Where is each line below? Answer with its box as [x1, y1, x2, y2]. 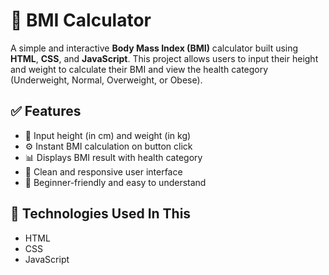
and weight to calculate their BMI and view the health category [10, 63, 269, 75]
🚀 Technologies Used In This [10, 205, 192, 223]
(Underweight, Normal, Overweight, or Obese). [10, 74, 203, 86]
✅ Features [10, 103, 82, 120]
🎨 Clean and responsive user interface [24, 165, 183, 178]
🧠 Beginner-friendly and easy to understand [24, 176, 207, 188]
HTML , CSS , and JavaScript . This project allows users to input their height [10, 52, 319, 64]
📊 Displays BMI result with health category [24, 151, 203, 163]
